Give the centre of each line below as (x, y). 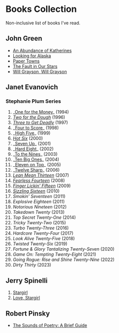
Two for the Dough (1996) (39, 117)
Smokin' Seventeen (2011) (39, 197)
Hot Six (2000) (28, 138)
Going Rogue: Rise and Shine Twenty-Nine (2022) (64, 260)
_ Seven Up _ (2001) (32, 144)
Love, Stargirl (26, 298)
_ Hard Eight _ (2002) (33, 149)
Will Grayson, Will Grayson (40, 71)
